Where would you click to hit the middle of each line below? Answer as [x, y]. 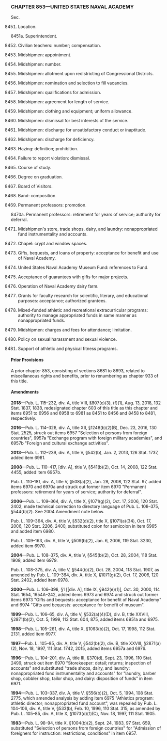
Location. [27, 27]
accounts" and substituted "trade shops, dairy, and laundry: [70, 668]
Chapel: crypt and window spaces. [53, 244]
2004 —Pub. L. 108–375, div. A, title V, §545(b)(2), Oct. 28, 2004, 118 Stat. [84, 555]
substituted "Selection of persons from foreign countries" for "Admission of [86, 728]
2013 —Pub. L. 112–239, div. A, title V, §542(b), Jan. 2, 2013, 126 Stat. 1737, [85, 452]
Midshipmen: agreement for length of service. [64, 102]
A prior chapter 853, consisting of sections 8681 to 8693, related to [78, 370]
